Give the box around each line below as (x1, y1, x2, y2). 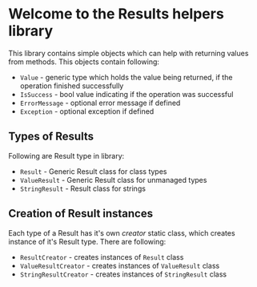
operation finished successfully (19, 81, 124, 91)
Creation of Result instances (8, 207, 154, 220)
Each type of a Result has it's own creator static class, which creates (8, 228, 235, 237)
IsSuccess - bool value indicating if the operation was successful (19, 89, 234, 99)
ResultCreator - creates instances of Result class (19, 252, 184, 261)
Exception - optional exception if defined (19, 106, 155, 116)
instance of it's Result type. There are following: (8, 236, 167, 246)
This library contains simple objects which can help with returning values (8, 48, 249, 58)
